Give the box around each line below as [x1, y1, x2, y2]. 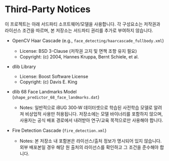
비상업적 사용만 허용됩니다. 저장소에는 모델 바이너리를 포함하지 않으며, [25, 111, 163, 117]
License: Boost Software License [19, 73, 89, 79]
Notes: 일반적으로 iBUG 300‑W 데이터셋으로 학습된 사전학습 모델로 [19, 104, 153, 110]
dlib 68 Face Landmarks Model [12, 88, 77, 94]
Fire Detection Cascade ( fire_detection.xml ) [12, 127, 107, 133]
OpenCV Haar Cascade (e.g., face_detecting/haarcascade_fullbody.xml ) [12, 37, 164, 44]
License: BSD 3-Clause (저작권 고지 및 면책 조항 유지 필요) [19, 48, 137, 54]
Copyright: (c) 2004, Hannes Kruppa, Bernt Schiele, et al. [19, 53, 139, 59]
